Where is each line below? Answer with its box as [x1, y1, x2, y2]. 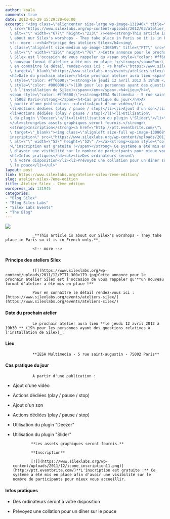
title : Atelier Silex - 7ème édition [5, 182, 85, 187]
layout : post [5, 167, 33, 172]
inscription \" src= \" [10, 135, 56, 140]
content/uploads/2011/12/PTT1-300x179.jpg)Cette [5, 273, 110, 278]
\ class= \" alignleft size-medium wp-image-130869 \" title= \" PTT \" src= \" [10, 45, 168, 50]
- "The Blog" [5, 209, 33, 215]
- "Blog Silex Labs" [5, 200, 49, 205]
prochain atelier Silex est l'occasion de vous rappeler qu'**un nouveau [5, 277, 164, 282]
